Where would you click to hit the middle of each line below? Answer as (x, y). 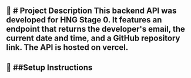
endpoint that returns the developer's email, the (95, 29)
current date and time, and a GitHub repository (93, 38)
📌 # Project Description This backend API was (91, 11)
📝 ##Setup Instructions (49, 67)
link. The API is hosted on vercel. (67, 48)
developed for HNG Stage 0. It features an (84, 20)
